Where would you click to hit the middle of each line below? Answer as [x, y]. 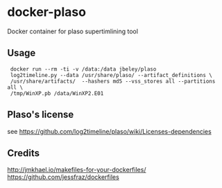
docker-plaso [47, 12]
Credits [24, 153]
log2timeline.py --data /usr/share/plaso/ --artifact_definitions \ [111, 75]
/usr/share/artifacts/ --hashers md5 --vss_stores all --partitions [113, 81]
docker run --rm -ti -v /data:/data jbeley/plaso [83, 69]
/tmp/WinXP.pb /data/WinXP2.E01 [57, 93]
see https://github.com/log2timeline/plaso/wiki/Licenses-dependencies [109, 131]
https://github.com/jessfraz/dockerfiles [63, 177]
